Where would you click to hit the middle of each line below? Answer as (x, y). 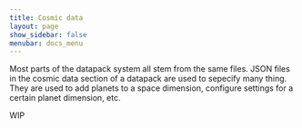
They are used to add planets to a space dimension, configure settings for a (151, 88)
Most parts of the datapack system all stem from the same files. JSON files (150, 69)
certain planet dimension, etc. (65, 98)
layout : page (34, 26)
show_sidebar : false (49, 34)
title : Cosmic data (46, 18)
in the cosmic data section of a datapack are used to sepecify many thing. (148, 79)
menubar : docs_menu (46, 43)
